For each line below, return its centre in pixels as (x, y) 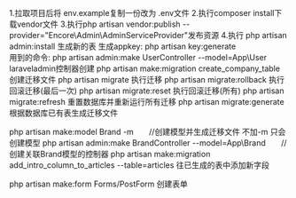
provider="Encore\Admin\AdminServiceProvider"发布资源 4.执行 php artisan (148, 35)
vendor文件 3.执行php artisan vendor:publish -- (103, 24)
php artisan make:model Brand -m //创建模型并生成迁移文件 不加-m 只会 (148, 132)
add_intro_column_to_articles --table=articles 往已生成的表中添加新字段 (140, 165)
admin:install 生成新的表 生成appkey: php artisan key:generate (123, 46)
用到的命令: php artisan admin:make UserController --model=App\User (138, 57)
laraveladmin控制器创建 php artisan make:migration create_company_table (145, 68)
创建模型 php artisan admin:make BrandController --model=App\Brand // (148, 143)
